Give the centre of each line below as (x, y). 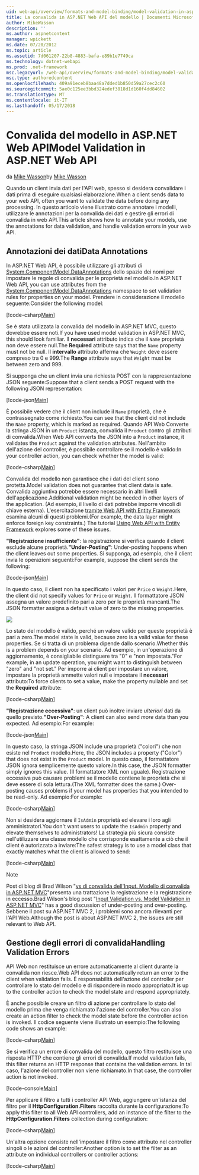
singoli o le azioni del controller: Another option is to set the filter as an (92, 1148)
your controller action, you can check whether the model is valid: (85, 456)
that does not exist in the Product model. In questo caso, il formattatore (93, 759)
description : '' (26, 28)
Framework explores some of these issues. (59, 529)
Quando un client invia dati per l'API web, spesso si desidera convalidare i (96, 188)
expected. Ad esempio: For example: (50, 724)
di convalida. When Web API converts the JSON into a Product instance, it (95, 437)
